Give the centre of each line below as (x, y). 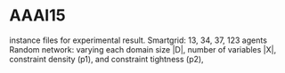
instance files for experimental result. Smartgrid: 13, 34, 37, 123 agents (138, 40)
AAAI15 (37, 16)
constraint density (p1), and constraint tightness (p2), (106, 59)
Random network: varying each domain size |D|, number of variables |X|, (143, 49)
